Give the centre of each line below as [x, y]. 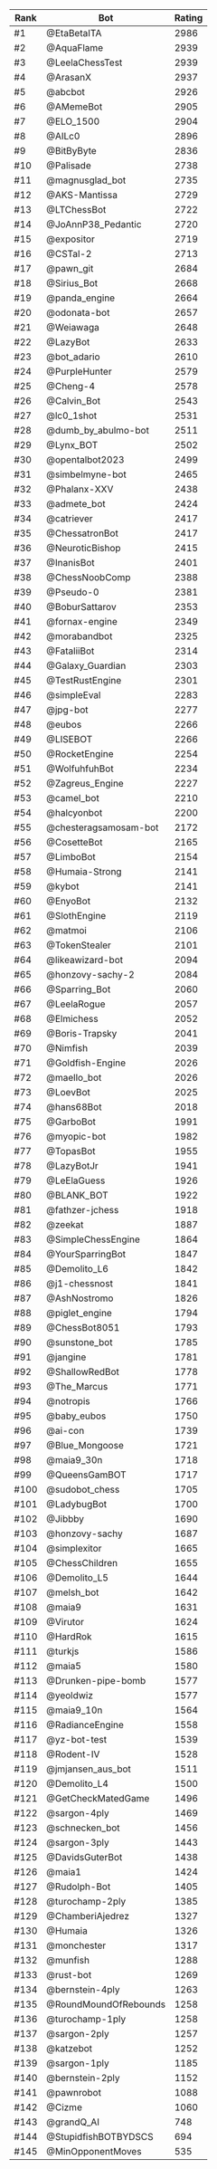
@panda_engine [81, 298]
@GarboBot [71, 1122]
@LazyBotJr [73, 1166]
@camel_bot [73, 798]
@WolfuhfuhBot [80, 769]
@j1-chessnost [80, 1283]
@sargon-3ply [78, 1843]
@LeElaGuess [76, 1180]
